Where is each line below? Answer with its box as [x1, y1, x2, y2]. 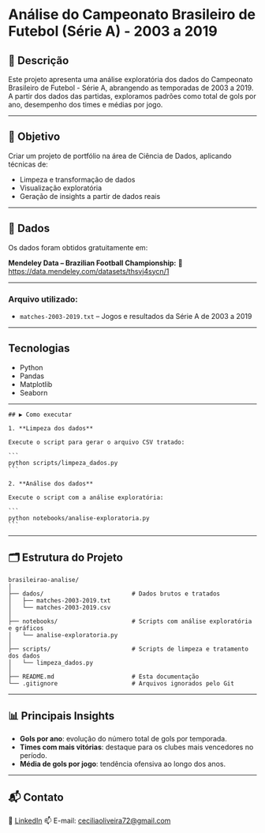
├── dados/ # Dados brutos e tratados [8, 590, 221, 598]
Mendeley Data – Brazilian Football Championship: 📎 [8, 258, 183, 268]
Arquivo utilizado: [8, 294, 78, 305]
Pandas [19, 371, 45, 381]
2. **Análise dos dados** [8, 479, 93, 487]
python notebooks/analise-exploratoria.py [8, 514, 150, 522]
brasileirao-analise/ [8, 576, 80, 583]
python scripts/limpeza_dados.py [8, 459, 118, 467]
